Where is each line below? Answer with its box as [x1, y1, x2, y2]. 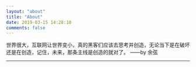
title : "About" [6, 14, 43, 20]
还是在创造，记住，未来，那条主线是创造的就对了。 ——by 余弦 [6, 49, 159, 56]
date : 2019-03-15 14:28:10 [6, 19, 72, 25]
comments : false [6, 24, 45, 31]
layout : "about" [6, 8, 45, 15]
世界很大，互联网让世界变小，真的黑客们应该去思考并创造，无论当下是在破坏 [6, 41, 190, 48]
